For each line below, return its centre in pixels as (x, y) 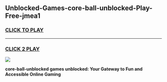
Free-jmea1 (23, 16)
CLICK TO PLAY (24, 30)
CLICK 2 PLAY (22, 49)
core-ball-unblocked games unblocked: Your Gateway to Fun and (74, 69)
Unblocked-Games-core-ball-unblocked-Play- (79, 8)
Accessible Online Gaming (33, 74)
